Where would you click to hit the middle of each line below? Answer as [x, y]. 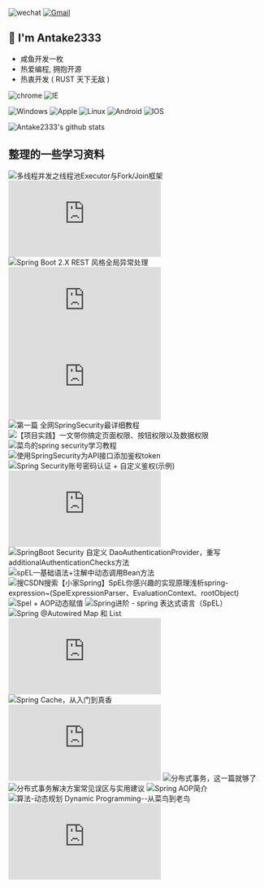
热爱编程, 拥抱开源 [51, 68]
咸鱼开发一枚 [41, 59]
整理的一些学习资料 [56, 155]
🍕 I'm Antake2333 [55, 38]
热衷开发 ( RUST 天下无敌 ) [65, 79]
